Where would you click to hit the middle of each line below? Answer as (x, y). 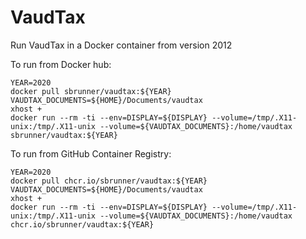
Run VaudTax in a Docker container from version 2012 (121, 45)
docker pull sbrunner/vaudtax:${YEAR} (91, 91)
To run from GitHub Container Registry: (91, 153)
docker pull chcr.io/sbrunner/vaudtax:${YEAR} (109, 181)
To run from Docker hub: (61, 64)
